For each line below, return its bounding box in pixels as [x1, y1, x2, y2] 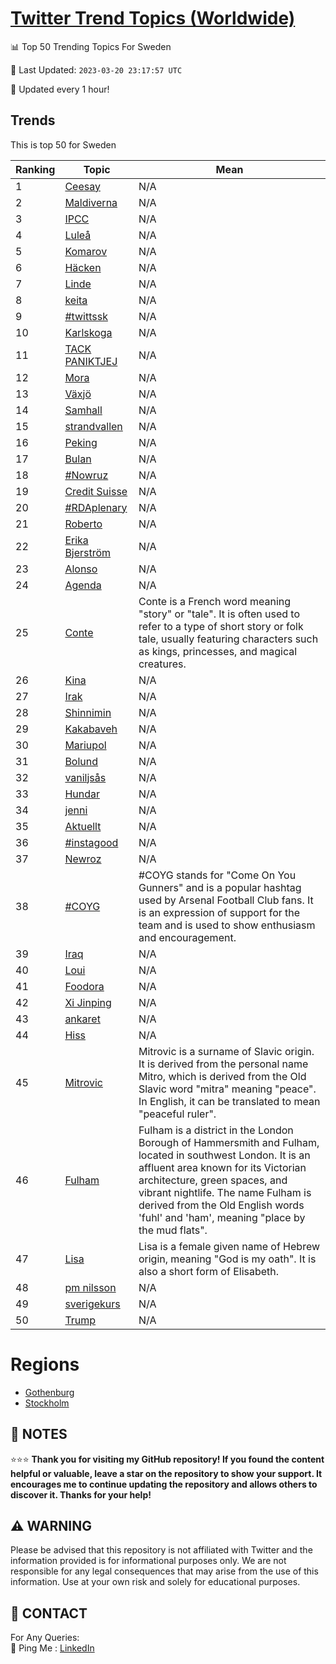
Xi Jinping [64, 995, 112, 1009]
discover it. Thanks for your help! [10, 1488, 152, 1501]
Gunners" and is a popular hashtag [138, 880, 302, 894]
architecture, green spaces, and [138, 1173, 288, 1187]
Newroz [64, 852, 102, 866]
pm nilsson [64, 1280, 117, 1294]
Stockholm [24, 1397, 70, 1409]
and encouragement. [138, 930, 237, 944]
